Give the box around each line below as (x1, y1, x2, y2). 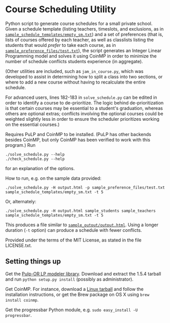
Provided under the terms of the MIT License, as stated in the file (5, 237, 141, 243)
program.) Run (5, 142, 36, 148)
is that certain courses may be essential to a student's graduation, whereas (5, 105, 163, 111)
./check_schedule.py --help (5, 156, 65, 162)
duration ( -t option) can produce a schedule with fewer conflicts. (5, 227, 143, 233)
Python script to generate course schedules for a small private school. (5, 20, 153, 26)
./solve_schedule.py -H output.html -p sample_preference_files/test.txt (5, 185, 165, 190)
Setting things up (5, 257, 61, 266)
